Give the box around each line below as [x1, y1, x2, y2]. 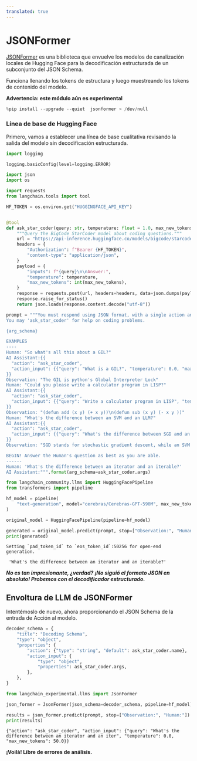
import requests [6, 188, 46, 194]
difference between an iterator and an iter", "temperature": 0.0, [6, 733, 175, 739]
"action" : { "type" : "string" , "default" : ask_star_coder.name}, [27, 647, 188, 654]
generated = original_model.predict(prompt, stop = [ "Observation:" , [6, 528, 175, 534]
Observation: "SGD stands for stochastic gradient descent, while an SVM [6, 442, 191, 449]
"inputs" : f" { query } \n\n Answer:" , [27, 269, 111, 274]
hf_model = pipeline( [6, 496, 59, 502]
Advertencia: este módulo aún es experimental [6, 94, 123, 101]
